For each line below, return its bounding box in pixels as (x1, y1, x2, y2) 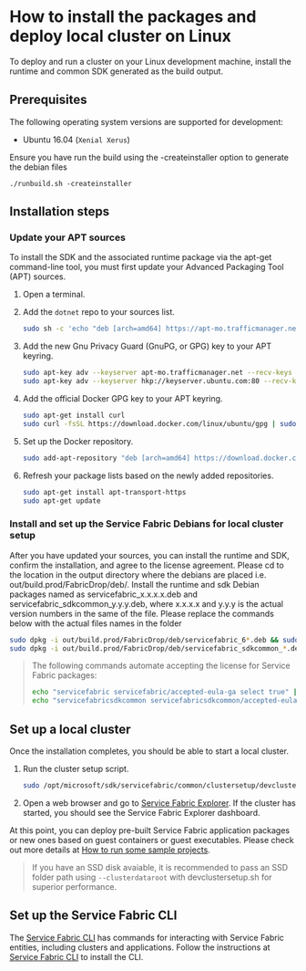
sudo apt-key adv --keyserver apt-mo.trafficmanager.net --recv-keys (22, 368, 293, 378)
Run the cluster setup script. (22, 764, 129, 775)
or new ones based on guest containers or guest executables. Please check (9, 834, 294, 845)
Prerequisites (9, 92, 87, 108)
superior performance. (31, 881, 117, 892)
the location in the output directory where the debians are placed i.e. (9, 569, 267, 580)
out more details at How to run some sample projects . (9, 844, 211, 855)
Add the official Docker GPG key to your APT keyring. (22, 393, 223, 404)
